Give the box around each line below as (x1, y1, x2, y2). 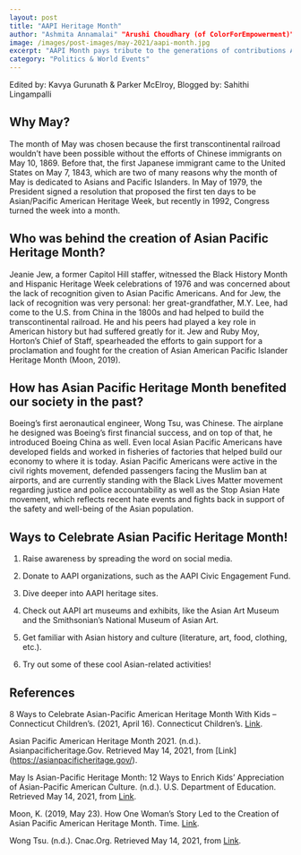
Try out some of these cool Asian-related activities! (21, 659, 212, 670)
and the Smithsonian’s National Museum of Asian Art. (21, 615, 219, 626)
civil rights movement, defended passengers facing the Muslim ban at (9, 466, 267, 476)
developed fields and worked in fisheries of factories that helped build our (9, 447, 283, 457)
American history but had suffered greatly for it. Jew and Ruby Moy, (9, 326, 260, 337)
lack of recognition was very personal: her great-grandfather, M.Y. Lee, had (9, 297, 288, 308)
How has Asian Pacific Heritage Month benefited (9, 380, 287, 396)
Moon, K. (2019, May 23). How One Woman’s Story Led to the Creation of (9, 808, 279, 819)
